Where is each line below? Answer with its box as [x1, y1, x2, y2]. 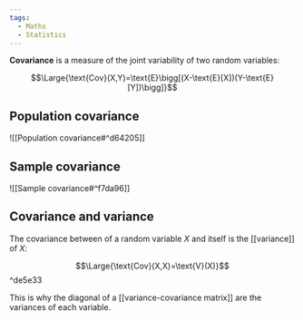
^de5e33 [9, 274, 43, 286]
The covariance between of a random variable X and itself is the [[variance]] [9, 233, 295, 244]
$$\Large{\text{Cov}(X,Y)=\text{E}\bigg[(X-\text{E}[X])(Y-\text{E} [30, 73, 275, 83]
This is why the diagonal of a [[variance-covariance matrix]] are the [9, 292, 262, 303]
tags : [9, 13, 30, 23]
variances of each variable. [9, 301, 112, 313]
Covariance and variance [9, 209, 154, 225]
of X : [9, 242, 28, 254]
